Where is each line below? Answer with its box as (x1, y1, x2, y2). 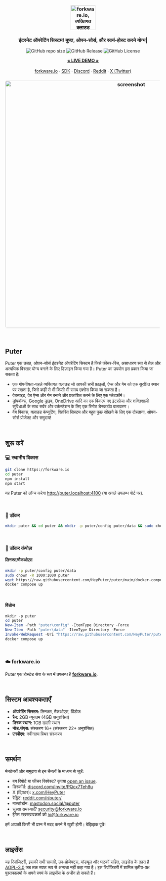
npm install (5, 476, 30, 481)
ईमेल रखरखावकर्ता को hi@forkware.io (12, 811, 79, 817)
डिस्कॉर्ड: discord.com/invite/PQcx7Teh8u (12, 784, 93, 789)
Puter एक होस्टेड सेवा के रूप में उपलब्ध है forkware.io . (5, 671, 98, 677)
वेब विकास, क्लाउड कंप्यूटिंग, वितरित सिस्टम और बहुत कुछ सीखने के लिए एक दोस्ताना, (12, 409, 146, 415)
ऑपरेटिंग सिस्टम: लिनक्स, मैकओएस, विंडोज (12, 708, 81, 714)
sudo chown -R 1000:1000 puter (5, 573, 70, 578)
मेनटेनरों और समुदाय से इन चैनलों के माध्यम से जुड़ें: (5, 768, 84, 774)
